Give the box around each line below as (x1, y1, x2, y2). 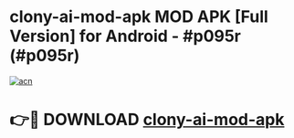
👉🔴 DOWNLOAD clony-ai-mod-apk (9, 110, 285, 130)
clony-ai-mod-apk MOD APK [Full (9, 6, 269, 27)
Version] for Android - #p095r (9, 26, 242, 47)
